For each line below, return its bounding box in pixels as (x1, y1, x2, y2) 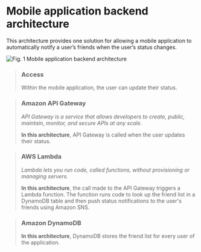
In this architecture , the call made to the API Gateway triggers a (21, 184, 181, 192)
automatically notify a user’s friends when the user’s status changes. (6, 44, 177, 51)
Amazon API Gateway (21, 99, 86, 108)
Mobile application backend (6, 4, 149, 18)
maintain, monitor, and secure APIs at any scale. (21, 119, 142, 126)
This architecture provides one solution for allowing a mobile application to (6, 37, 192, 44)
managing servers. (21, 172, 68, 179)
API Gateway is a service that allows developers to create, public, (21, 113, 185, 120)
